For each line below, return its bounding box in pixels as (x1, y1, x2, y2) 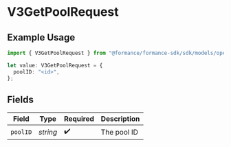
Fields (7, 93, 34, 105)
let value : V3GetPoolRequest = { (7, 62, 103, 69)
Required (64, 114, 95, 124)
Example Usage (7, 32, 76, 43)
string (38, 127, 58, 137)
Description (100, 114, 140, 124)
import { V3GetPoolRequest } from (7, 49, 107, 56)
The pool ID (100, 127, 139, 137)
